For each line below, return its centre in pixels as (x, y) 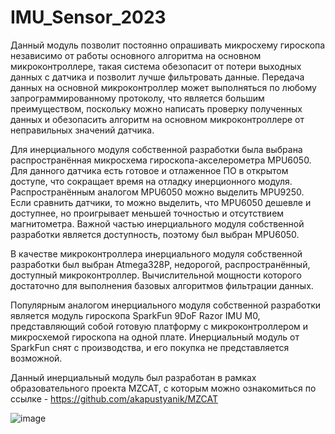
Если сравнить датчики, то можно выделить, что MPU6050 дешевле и (161, 202)
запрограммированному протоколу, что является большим (137, 98)
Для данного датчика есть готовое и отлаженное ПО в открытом (149, 170)
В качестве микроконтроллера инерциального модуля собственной (156, 253)
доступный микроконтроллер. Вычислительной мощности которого (156, 275)
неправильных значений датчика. (82, 130)
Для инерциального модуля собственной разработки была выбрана (156, 149)
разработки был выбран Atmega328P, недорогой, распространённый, (160, 264)
